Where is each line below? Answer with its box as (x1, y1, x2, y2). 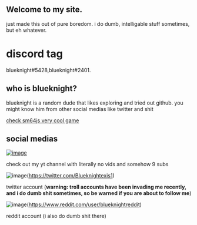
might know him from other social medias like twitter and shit (6, 105, 154, 112)
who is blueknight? (6, 83, 78, 93)
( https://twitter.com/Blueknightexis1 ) (26, 172, 115, 179)
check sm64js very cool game (6, 117, 79, 124)
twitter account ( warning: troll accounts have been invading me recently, (6, 183, 186, 190)
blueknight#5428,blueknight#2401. (6, 66, 91, 73)
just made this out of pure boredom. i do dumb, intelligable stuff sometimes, (6, 20, 190, 27)
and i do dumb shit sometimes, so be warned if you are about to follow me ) (6, 190, 192, 197)
